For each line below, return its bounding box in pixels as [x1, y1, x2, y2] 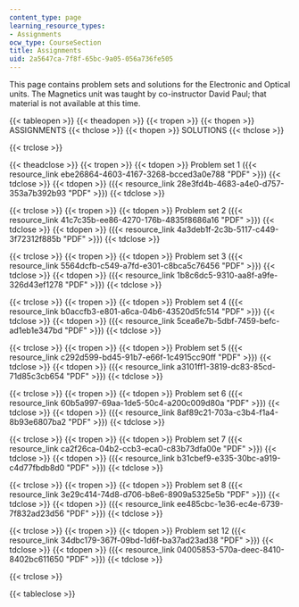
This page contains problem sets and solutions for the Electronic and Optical [9, 79, 291, 89]
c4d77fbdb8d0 [9, 462, 65, 473]
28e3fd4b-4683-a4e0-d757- [177, 179, 285, 188]
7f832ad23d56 [9, 508, 65, 519]
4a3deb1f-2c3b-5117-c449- [177, 224, 279, 235]
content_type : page [9, 12, 82, 22]
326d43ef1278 [9, 279, 64, 290]
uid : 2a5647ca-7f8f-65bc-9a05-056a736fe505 [9, 54, 174, 63]
